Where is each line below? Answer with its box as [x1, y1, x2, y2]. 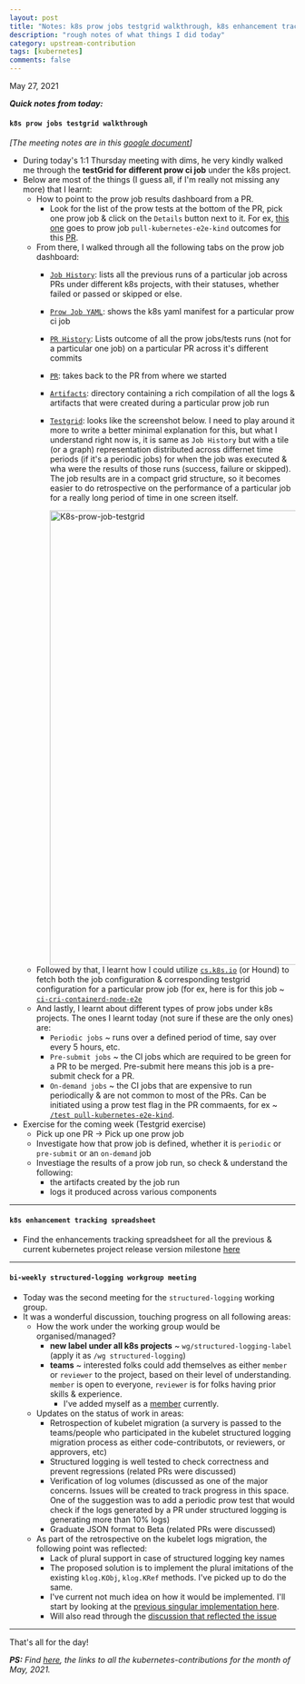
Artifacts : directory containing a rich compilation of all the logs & [49, 388, 296, 399]
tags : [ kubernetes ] [9, 47, 84, 56]
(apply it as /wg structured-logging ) [49, 1350, 186, 1360]
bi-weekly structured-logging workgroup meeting [9, 1273, 197, 1282]
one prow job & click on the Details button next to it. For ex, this [49, 213, 290, 224]
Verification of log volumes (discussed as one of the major [49, 1475, 269, 1486]
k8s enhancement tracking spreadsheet [9, 1215, 156, 1225]
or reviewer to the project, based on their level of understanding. [49, 1369, 292, 1380]
